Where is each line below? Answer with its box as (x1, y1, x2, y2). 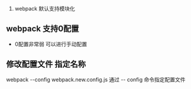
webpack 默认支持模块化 (14, 5, 75, 12)
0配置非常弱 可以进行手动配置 (14, 40, 88, 47)
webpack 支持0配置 (6, 24, 79, 34)
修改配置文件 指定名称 (6, 59, 86, 69)
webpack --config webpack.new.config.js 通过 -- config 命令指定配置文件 (6, 76, 186, 83)
